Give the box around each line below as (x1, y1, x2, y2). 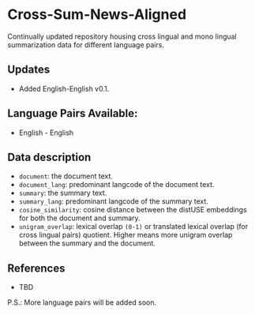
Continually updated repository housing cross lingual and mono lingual (7, 32, 238, 41)
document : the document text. (18, 171, 114, 181)
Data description (7, 150, 92, 163)
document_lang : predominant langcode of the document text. (18, 180, 215, 189)
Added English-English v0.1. (18, 84, 110, 93)
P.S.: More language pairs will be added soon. (7, 298, 157, 307)
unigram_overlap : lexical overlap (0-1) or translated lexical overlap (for (18, 222, 249, 231)
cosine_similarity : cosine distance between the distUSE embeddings (18, 205, 248, 215)
